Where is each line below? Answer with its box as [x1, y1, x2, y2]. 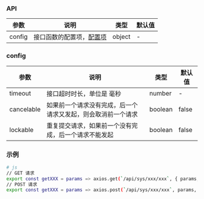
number [149, 89, 172, 97]
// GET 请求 [6, 170, 35, 176]
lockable [9, 125, 34, 134]
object [112, 32, 131, 41]
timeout [9, 89, 32, 97]
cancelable [9, 105, 41, 113]
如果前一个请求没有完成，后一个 [46, 100, 138, 109]
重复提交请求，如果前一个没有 [46, 121, 132, 130]
